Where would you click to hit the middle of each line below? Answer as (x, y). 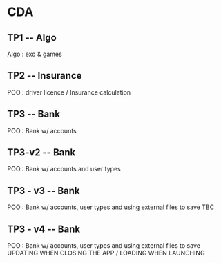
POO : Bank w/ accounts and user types (64, 169)
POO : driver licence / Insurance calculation (69, 92)
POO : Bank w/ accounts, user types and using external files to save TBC (111, 207)
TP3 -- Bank (34, 114)
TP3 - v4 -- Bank (44, 229)
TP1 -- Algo (32, 38)
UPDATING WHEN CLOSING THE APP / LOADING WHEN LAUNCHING (106, 253)
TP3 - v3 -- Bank (44, 191)
